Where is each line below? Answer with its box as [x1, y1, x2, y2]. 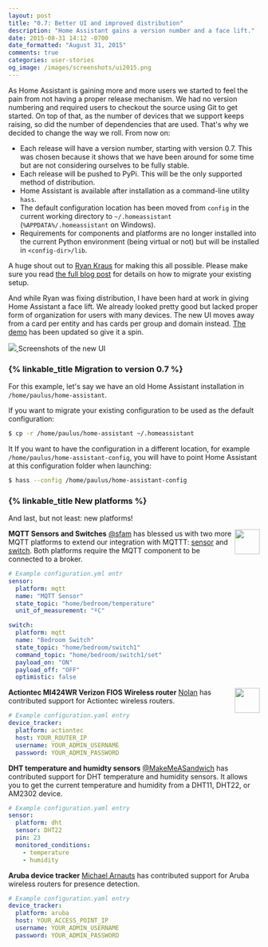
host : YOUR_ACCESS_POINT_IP [15, 917, 109, 925]
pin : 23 [15, 834, 41, 842]
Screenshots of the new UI [18, 343, 106, 353]
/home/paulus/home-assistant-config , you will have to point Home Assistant [8, 452, 258, 462]
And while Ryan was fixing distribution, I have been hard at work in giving [8, 293, 250, 303]
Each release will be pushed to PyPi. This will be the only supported [19, 168, 242, 178]
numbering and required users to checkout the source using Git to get [8, 102, 238, 112]
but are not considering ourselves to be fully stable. [19, 160, 190, 170]
